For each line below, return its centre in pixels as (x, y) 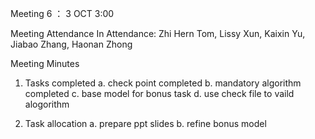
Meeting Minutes (45, 63)
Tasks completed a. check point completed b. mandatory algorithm (163, 83)
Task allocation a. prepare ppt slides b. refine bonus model (145, 123)
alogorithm (47, 104)
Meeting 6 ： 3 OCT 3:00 (62, 13)
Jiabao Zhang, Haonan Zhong (71, 44)
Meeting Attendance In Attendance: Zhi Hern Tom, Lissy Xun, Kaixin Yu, (158, 33)
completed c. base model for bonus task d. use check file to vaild (159, 93)
